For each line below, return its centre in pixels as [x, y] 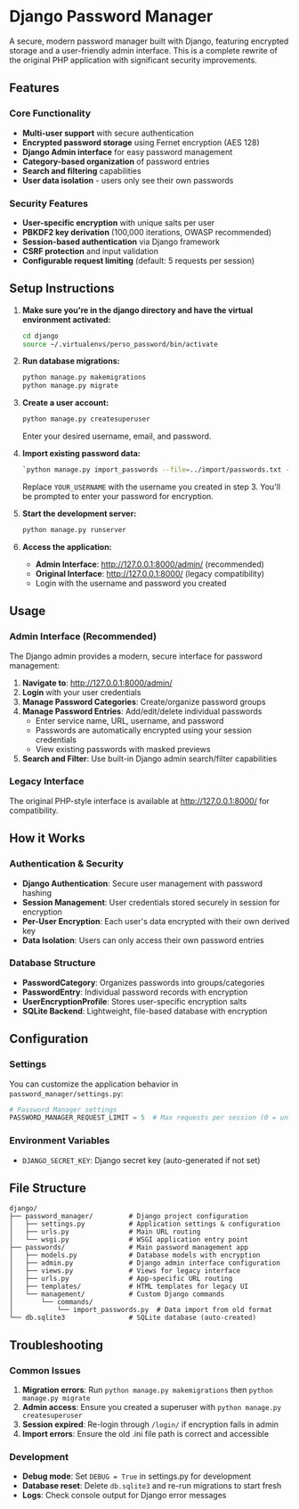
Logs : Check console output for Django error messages [124, 1496]
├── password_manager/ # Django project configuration [129, 1217]
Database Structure [53, 963]
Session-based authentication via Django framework [121, 242]
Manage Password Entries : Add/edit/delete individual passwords [142, 711]
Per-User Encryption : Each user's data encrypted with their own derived [156, 921]
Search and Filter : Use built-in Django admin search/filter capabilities [149, 759]
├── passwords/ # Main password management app [129, 1248]
